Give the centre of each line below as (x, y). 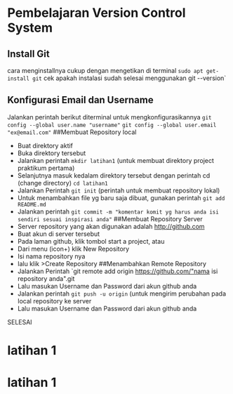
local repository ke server (54, 301)
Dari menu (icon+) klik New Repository (73, 249)
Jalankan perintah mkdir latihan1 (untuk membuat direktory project (115, 160)
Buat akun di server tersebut (59, 234)
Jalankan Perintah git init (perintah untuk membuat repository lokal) (119, 190)
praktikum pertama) (46, 168)
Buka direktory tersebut (52, 153)
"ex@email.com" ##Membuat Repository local (72, 132)
